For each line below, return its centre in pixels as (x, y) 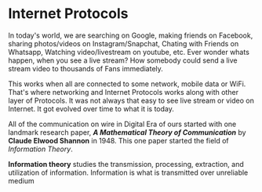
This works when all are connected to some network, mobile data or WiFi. (127, 84)
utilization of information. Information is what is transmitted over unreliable (128, 172)
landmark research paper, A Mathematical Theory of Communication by (127, 132)
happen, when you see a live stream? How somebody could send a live (123, 60)
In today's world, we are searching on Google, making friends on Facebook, (131, 35)
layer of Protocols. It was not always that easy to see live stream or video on (131, 100)
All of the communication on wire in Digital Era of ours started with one (122, 124)
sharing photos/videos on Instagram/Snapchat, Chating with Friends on (124, 43)
